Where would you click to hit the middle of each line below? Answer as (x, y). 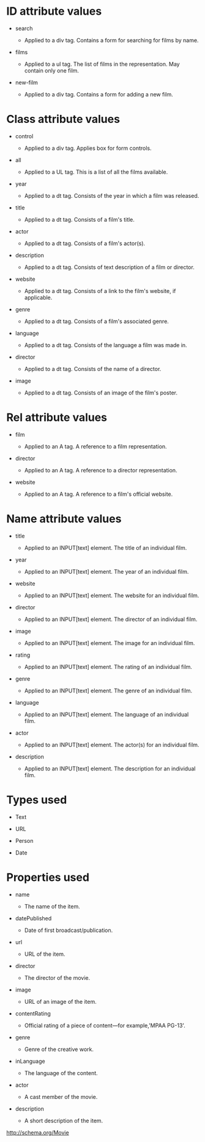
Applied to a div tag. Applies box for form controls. (88, 148)
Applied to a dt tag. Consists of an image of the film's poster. (101, 393)
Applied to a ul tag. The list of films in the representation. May (102, 64)
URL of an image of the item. (60, 1001)
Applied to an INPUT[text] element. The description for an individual (110, 769)
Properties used (48, 877)
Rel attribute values (57, 417)
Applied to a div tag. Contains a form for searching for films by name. (111, 40)
